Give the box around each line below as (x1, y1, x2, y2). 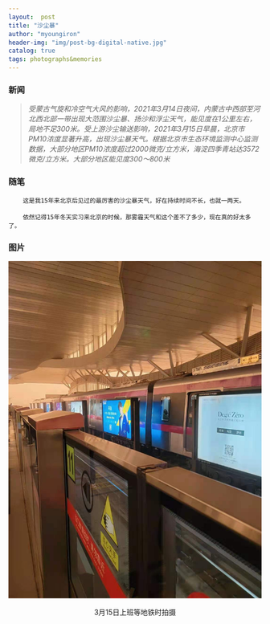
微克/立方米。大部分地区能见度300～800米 (27, 154, 170, 164)
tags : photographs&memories (8, 55, 103, 63)
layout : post (8, 13, 56, 21)
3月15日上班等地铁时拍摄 (93, 607, 177, 617)
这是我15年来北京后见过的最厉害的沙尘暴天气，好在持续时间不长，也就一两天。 (22, 197, 246, 205)
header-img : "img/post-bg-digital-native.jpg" (8, 39, 167, 47)
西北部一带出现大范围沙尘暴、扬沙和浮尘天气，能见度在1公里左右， (35, 114, 257, 124)
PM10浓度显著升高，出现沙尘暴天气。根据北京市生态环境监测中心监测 (27, 134, 258, 144)
